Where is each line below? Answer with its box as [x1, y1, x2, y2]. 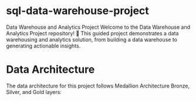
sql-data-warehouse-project [6, 4, 150, 18]
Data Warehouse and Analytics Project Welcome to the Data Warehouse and [6, 23, 191, 31]
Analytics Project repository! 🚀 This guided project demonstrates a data [6, 29, 179, 36]
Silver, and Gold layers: [6, 88, 62, 95]
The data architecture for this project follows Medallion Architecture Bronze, [6, 82, 190, 89]
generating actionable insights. [6, 42, 81, 49]
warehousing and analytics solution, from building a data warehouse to [6, 36, 178, 43]
